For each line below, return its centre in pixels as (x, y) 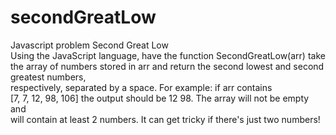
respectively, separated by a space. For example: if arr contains (141, 87)
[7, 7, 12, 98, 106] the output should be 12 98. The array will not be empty (160, 98)
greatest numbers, (48, 77)
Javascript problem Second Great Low (89, 45)
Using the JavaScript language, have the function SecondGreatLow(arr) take (168, 55)
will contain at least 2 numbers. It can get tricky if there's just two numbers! (165, 119)
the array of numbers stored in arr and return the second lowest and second (167, 66)
